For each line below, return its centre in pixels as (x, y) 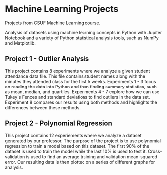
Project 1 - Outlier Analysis (47, 59)
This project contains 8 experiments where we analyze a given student (78, 71)
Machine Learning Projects (62, 9)
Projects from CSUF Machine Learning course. (53, 23)
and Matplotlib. (21, 43)
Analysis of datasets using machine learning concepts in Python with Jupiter (83, 32)
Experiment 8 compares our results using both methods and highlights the (81, 102)
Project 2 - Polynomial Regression (59, 124)
